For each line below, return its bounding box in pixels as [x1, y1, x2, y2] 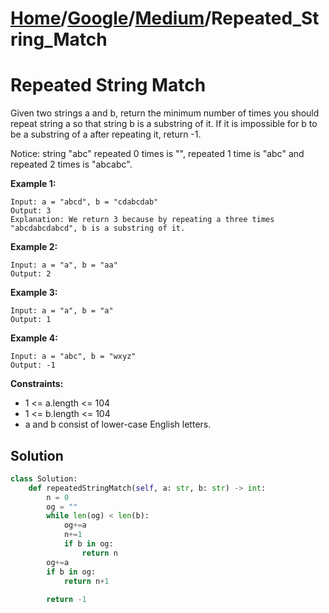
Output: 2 [10, 269, 52, 279]
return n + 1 [63, 576, 110, 586]
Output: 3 [10, 206, 52, 216]
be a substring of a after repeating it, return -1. [10, 128, 202, 141]
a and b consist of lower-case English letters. [24, 418, 212, 431]
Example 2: [10, 241, 58, 253]
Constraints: [10, 378, 64, 390]
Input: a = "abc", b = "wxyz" [10, 352, 137, 362]
